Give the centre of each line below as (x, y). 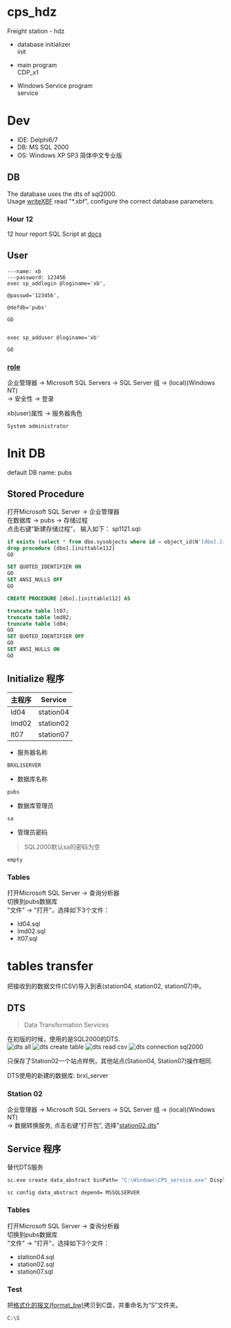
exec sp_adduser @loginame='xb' (53, 338)
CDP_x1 (28, 72)
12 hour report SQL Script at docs (54, 234)
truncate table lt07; (38, 611)
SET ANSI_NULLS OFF (35, 580)
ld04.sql (29, 924)
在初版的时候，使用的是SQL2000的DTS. (64, 1038)
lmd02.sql (31, 931)
